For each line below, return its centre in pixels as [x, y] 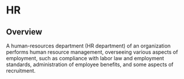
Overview [24, 32]
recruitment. [21, 71]
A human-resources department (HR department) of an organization [88, 46]
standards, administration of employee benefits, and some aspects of [90, 64]
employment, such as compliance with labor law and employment [85, 58]
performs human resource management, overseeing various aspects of [92, 52]
